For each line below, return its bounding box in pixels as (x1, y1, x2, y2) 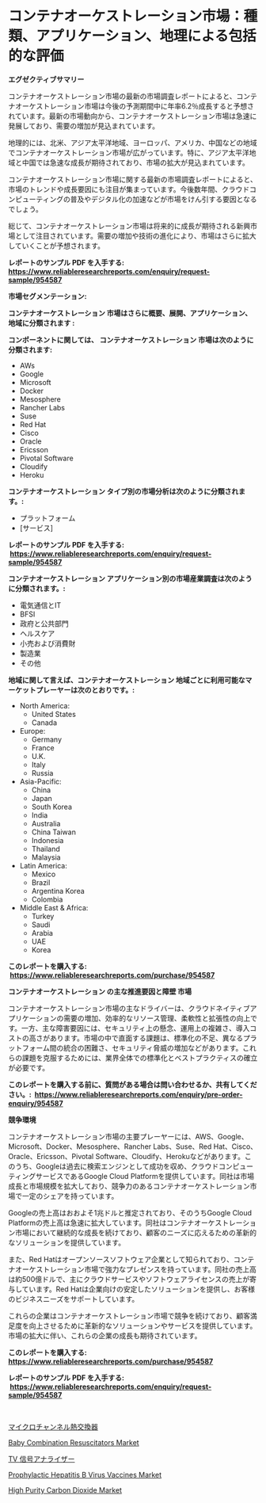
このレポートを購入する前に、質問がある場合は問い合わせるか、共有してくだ (8, 1079, 257, 1089)
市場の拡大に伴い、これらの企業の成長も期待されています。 (8, 1330, 202, 1340)
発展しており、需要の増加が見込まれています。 (8, 120, 160, 131)
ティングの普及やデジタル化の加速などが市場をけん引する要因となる (35, 194, 257, 204)
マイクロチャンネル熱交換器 (8, 1421, 99, 1431)
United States (31, 709, 77, 719)
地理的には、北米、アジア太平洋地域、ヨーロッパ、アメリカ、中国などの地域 (8, 138, 257, 147)
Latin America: (19, 860, 67, 870)
